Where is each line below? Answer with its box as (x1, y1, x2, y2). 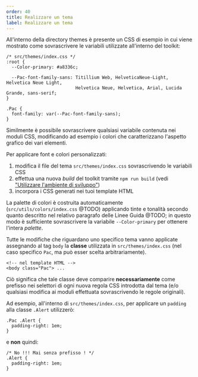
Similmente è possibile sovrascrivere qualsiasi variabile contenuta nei (6, 127, 177, 134)
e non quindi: (6, 338, 39, 345)
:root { (6, 59, 26, 65)
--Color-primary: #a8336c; (11, 64, 78, 70)
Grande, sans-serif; (6, 90, 58, 96)
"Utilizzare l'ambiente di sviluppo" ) (14, 181, 100, 188)
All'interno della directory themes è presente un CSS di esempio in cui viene (6, 36, 193, 43)
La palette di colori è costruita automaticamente (6, 199, 123, 206)
